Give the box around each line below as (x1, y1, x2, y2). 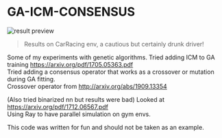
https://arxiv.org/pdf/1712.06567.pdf (7, 102, 108, 111)
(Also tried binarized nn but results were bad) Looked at (7, 95, 164, 103)
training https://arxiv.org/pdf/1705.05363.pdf (7, 60, 134, 68)
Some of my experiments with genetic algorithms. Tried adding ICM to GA (7, 53, 215, 61)
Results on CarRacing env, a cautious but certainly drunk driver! (23, 40, 204, 48)
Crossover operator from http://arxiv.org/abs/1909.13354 (7, 82, 168, 90)
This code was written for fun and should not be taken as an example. (7, 123, 204, 131)
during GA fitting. (7, 74, 56, 83)
